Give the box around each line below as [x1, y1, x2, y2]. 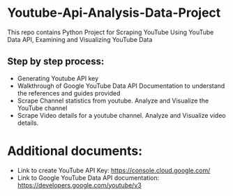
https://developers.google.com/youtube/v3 [17, 181, 142, 189]
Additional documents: [7, 143, 143, 158]
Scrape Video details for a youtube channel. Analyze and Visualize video [17, 111, 226, 119]
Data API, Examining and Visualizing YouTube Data [7, 35, 153, 43]
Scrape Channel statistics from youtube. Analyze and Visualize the [17, 96, 209, 105]
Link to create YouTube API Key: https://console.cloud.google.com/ [17, 166, 211, 174]
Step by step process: [7, 56, 105, 68]
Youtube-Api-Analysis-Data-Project [7, 5, 221, 21]
